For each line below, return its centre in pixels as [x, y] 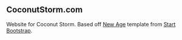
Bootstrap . [19, 30]
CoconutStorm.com [45, 10]
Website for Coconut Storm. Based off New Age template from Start [91, 24]
